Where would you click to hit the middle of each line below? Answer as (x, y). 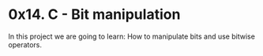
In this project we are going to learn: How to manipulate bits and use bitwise (131, 36)
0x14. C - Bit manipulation (94, 15)
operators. (25, 44)
